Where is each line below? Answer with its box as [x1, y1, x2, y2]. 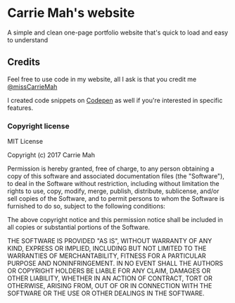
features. [7, 104, 34, 112]
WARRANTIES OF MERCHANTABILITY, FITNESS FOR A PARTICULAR [7, 252, 206, 260]
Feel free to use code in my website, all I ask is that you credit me [7, 75, 197, 83]
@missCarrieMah [7, 82, 58, 91]
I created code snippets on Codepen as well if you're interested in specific [7, 96, 223, 104]
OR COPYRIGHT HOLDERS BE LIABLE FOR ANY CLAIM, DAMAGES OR [7, 266, 211, 276]
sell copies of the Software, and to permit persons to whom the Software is [7, 194, 225, 203]
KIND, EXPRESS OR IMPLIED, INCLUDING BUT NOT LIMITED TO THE [7, 245, 207, 253]
